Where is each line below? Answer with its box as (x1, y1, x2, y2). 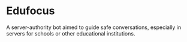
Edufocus (6, 4, 55, 18)
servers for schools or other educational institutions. (6, 30, 135, 37)
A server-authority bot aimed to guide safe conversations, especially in (6, 24, 182, 31)
